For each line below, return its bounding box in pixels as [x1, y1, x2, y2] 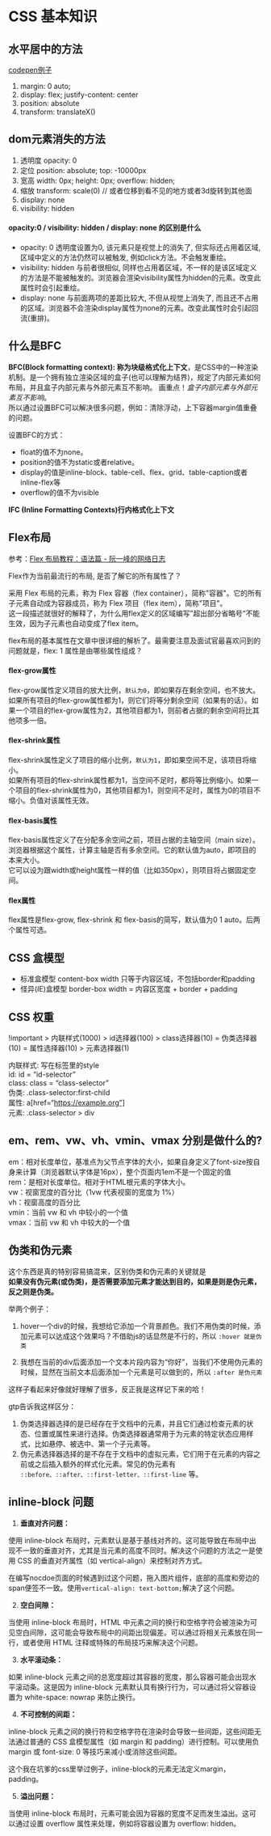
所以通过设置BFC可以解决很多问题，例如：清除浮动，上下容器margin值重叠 [8, 402, 258, 412]
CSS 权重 [8, 1010, 55, 1024]
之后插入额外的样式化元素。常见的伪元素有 [34, 1459, 176, 1469]
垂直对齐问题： [19, 1518, 70, 1528]
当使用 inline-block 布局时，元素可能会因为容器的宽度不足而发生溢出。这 [8, 1809, 250, 1818]
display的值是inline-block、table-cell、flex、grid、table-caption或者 [19, 467, 248, 477]
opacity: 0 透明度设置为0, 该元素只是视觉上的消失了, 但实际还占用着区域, [19, 243, 261, 252]
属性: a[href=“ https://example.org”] [8, 1098, 125, 1108]
